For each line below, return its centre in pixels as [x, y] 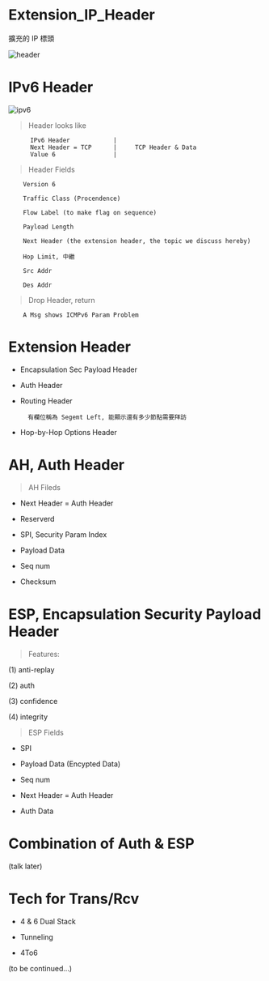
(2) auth [21, 685]
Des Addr [38, 285]
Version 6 [40, 184]
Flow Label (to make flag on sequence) [90, 212]
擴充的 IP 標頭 [32, 38]
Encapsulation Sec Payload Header [79, 369]
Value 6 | [73, 154]
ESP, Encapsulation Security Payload [135, 614]
